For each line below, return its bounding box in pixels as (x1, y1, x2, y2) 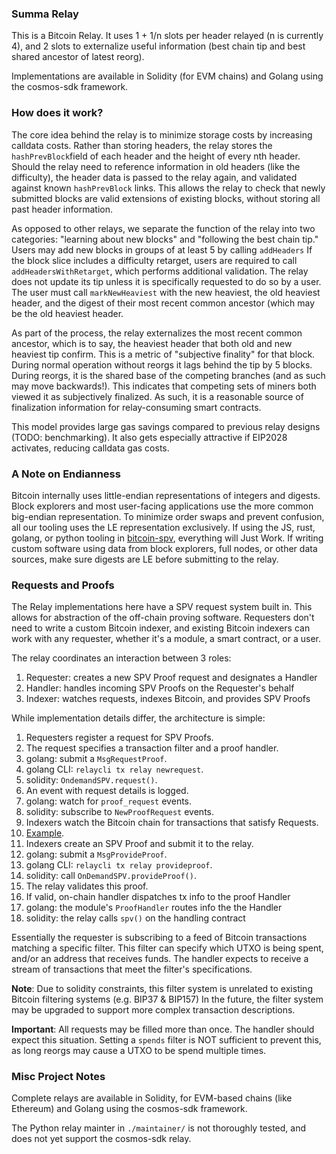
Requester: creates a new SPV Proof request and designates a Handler (25, 672, 318, 684)
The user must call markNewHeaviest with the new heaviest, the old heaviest (11, 286, 321, 298)
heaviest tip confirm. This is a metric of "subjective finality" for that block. (11, 348, 316, 360)
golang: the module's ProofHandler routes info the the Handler (25, 902, 283, 914)
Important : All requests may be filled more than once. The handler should (11, 1023, 315, 1036)
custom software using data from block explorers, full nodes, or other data (11, 542, 318, 554)
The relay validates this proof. (25, 880, 149, 892)
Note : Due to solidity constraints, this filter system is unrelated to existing (11, 983, 313, 995)
